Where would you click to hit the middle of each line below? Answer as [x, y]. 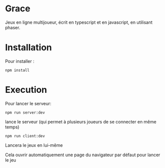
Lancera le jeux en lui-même [34, 145]
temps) [12, 127]
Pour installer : [20, 61]
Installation [29, 48]
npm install [17, 70]
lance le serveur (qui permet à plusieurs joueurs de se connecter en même [81, 122]
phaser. [13, 27]
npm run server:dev [25, 112]
